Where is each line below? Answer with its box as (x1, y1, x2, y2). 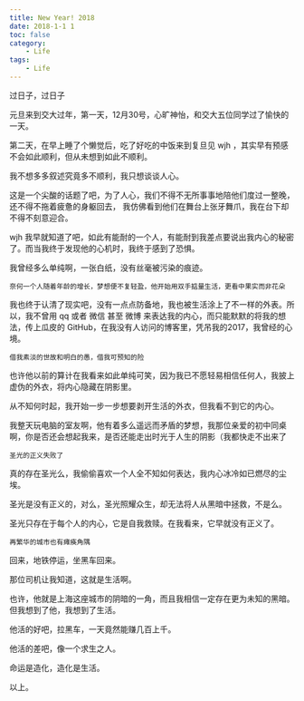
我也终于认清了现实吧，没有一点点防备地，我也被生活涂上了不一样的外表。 (9, 298, 287, 309)
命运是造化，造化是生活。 (9, 662, 105, 673)
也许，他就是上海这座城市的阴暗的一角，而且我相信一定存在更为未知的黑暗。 (9, 593, 295, 604)
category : (9, 38, 47, 48)
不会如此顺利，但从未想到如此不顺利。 (9, 151, 152, 161)
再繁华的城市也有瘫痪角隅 (9, 537, 90, 547)
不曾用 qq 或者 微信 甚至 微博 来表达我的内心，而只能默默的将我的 (33, 310, 279, 321)
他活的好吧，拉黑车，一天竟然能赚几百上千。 (9, 623, 176, 635)
